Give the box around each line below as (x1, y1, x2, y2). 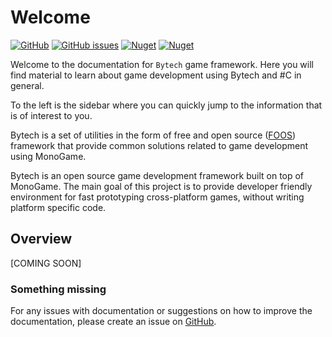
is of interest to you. (10, 109, 93, 121)
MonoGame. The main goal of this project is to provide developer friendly (10, 180, 313, 192)
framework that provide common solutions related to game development (10, 139, 309, 151)
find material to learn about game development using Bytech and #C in (10, 69, 302, 81)
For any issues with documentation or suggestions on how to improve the (10, 305, 313, 317)
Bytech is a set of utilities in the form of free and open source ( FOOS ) (10, 129, 297, 141)
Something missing (10, 282, 107, 296)
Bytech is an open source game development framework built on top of (10, 169, 305, 181)
